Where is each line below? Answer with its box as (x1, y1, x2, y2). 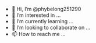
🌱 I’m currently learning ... (11, 18, 74, 24)
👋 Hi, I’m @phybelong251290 (11, 6, 81, 12)
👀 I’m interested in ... (11, 12, 61, 19)
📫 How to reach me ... (11, 31, 66, 37)
